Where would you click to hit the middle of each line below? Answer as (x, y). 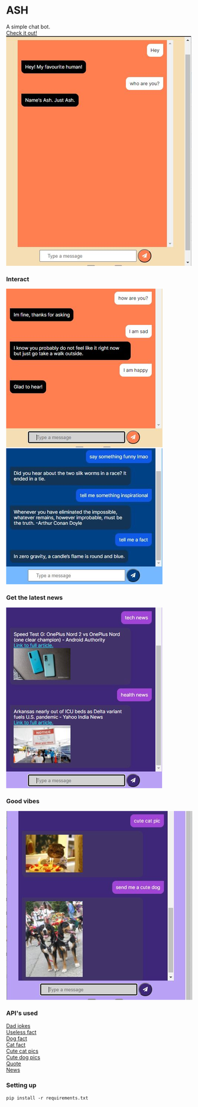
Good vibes (23, 801)
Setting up (21, 1085)
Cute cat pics (22, 1051)
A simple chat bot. (28, 27)
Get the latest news (35, 598)
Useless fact (21, 1033)
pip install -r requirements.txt (47, 1098)
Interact (18, 279)
